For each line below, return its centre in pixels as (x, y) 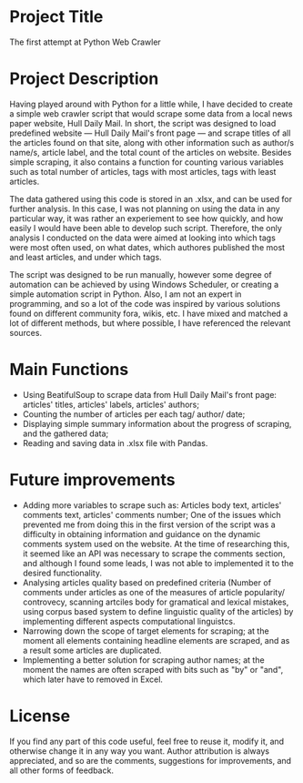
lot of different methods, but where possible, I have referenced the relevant (150, 323)
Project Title (56, 17)
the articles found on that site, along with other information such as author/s (152, 142)
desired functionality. (62, 573)
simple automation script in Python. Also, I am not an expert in (126, 294)
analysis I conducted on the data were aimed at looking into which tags (142, 238)
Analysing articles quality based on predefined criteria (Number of (146, 582)
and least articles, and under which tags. (86, 257)
